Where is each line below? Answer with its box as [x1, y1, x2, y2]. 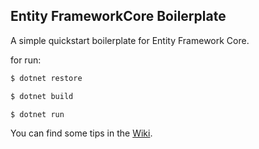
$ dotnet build [10, 91, 74, 101]
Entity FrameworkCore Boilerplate [10, 8, 227, 25]
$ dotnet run [10, 109, 65, 119]
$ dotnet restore [10, 73, 83, 83]
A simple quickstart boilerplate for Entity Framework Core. [10, 34, 250, 46]
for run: [10, 54, 42, 66]
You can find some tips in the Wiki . [10, 127, 153, 139]
